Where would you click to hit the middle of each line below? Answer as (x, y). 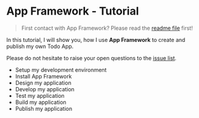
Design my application (43, 83)
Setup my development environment (61, 70)
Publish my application (44, 108)
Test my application (40, 95)
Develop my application (45, 89)
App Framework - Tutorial (73, 11)
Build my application (41, 102)
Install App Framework (43, 76)
